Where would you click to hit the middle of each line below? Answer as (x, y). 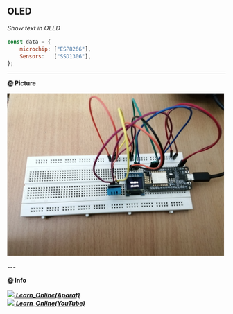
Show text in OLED (34, 28)
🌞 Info (17, 281)
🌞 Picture (21, 83)
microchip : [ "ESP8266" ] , (55, 49)
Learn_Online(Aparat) (48, 295)
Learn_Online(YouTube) (50, 304)
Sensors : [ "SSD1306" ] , (55, 56)
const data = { (29, 42)
